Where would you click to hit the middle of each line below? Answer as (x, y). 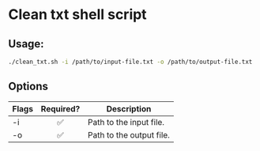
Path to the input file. (126, 122)
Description (129, 108)
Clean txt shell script (78, 15)
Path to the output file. (129, 134)
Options (28, 87)
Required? (60, 108)
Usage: (26, 44)
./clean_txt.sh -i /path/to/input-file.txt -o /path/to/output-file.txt (130, 62)
